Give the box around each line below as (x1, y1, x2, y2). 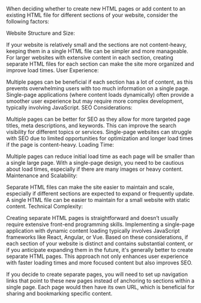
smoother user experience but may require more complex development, (6, 97, 184, 105)
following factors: (6, 18, 50, 25)
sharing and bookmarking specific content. (6, 290, 113, 297)
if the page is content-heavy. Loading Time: (6, 141, 115, 148)
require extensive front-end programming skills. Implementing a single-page (6, 221, 195, 228)
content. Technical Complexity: (6, 203, 83, 210)
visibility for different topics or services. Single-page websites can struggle (6, 129, 192, 135)
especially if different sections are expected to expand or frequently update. (6, 190, 194, 197)
